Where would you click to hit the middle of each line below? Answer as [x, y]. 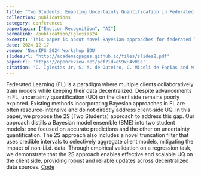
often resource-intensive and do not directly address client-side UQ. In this [98, 110]
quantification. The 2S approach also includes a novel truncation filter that [98, 135]
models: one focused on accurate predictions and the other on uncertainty [98, 129]
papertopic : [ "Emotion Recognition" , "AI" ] [61, 28]
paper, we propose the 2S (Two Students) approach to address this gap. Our [100, 116]
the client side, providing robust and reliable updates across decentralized [98, 161]
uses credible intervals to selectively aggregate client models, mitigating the [100, 142]
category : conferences [34, 23]
